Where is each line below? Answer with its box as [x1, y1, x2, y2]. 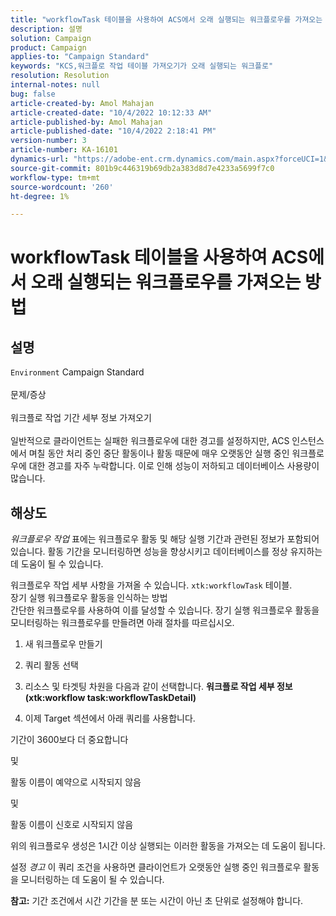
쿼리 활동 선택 [24, 659, 79, 671]
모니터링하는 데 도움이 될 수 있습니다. [20, 874, 165, 886]
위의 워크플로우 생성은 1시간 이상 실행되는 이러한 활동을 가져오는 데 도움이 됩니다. [10, 840, 326, 852]
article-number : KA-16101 [10, 145, 118, 155]
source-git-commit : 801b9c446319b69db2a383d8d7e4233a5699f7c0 [10, 163, 275, 173]
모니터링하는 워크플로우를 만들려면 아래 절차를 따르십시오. [10, 617, 235, 629]
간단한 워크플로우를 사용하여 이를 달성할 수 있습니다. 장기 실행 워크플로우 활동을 [10, 604, 320, 616]
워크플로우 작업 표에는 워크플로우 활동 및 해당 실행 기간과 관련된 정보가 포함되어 [10, 533, 320, 545]
